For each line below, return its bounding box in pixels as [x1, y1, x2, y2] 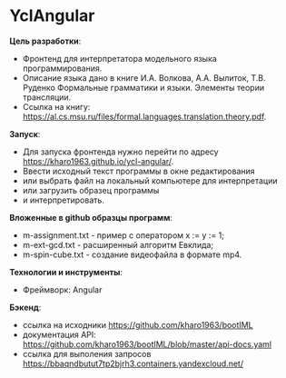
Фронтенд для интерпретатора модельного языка [22, 53, 218, 64]
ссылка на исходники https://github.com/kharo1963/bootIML [22, 319, 253, 330]
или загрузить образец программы [22, 184, 160, 195]
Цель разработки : [9, 35, 82, 46]
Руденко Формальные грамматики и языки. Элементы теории [22, 82, 265, 93]
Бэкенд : [9, 302, 42, 313]
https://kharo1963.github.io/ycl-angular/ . [22, 155, 174, 166]
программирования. [22, 63, 103, 74]
